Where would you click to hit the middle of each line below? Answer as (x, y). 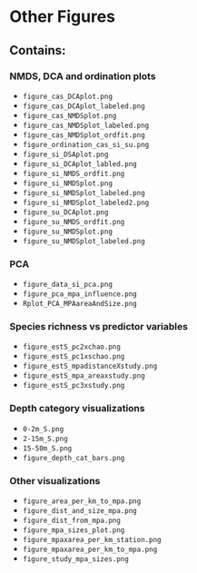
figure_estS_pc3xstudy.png (74, 386)
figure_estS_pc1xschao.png (74, 357)
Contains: (38, 50)
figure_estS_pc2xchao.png (71, 347)
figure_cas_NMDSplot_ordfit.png (84, 135)
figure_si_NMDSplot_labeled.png (84, 193)
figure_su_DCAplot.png (65, 212)
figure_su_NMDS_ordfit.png (74, 222)
